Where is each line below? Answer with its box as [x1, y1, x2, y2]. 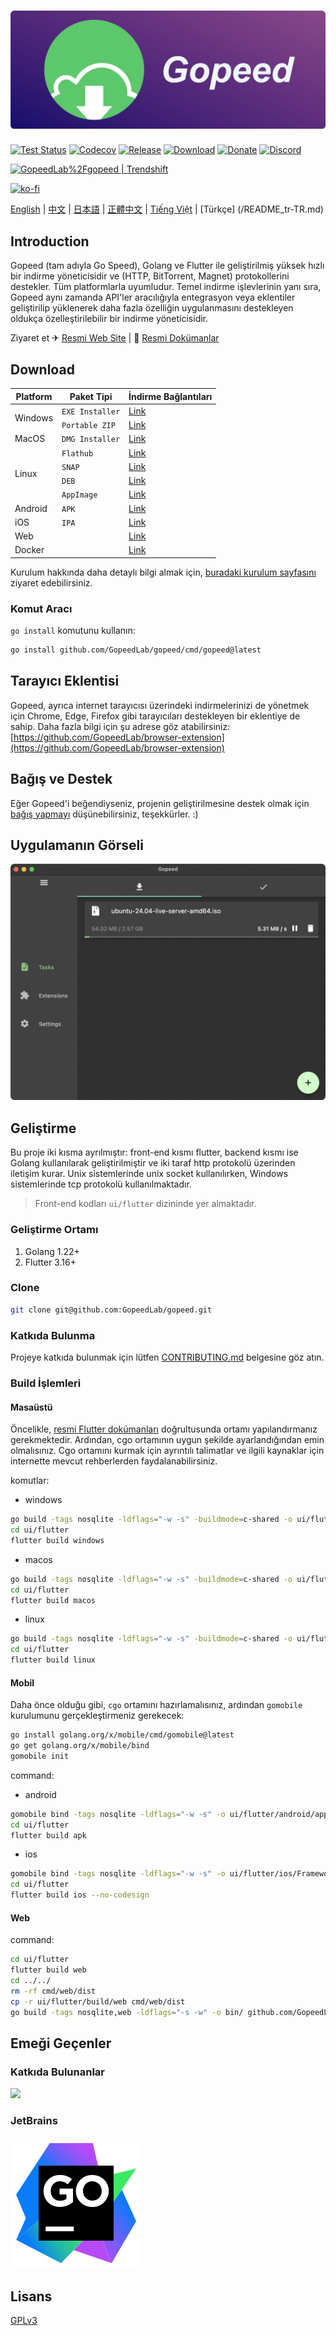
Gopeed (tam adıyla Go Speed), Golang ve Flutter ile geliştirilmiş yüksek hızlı [10, 260, 325, 272]
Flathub [61, 448, 94, 459]
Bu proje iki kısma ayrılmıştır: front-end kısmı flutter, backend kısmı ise [10, 1146, 299, 1159]
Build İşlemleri [10, 1376, 82, 1390]
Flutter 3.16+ [24, 1256, 77, 1268]
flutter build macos [10, 1595, 97, 1605]
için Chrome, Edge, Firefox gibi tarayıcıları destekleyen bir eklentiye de [10, 710, 301, 722]
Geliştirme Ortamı [10, 1223, 99, 1237]
